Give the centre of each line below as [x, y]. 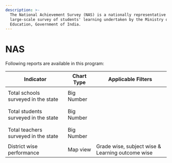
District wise [23, 147]
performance [24, 153]
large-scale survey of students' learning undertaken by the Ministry [87, 19]
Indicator [35, 79]
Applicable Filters [130, 79]
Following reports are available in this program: [55, 64]
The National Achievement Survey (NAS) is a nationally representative [88, 15]
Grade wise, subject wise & [128, 147]
